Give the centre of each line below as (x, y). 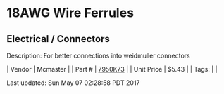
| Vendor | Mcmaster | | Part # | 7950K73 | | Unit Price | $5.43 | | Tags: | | (112, 69)
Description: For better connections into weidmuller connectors (99, 55)
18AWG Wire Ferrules (70, 13)
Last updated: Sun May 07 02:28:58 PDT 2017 (73, 83)
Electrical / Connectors (58, 39)
